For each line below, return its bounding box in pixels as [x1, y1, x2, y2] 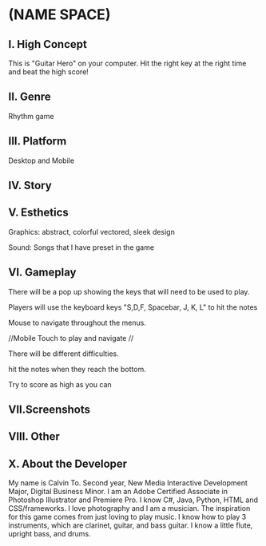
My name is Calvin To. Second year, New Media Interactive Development [8, 478, 248, 488]
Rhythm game [8, 111, 54, 121]
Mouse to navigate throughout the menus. [8, 318, 146, 327]
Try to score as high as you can [8, 379, 112, 389]
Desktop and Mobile [8, 156, 74, 165]
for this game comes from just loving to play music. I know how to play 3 [8, 512, 247, 522]
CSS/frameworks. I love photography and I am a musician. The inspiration [8, 504, 251, 513]
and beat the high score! [8, 67, 89, 77]
